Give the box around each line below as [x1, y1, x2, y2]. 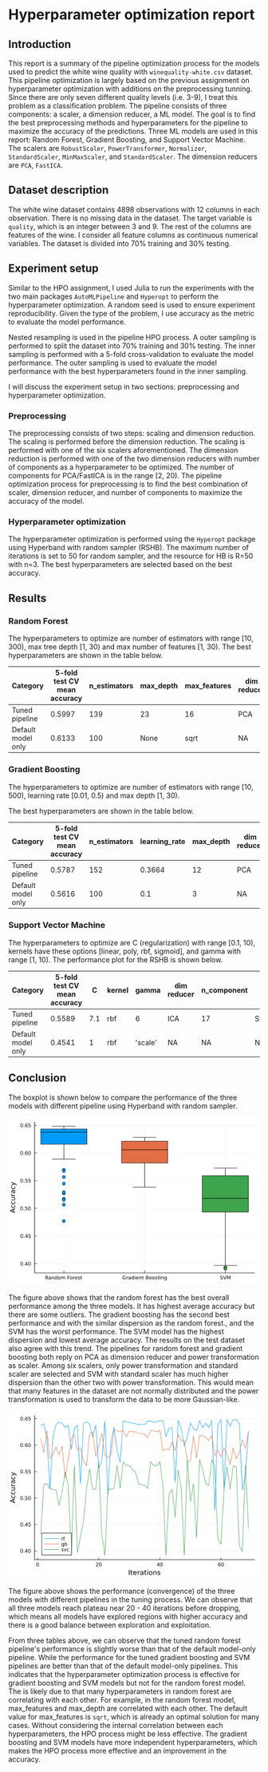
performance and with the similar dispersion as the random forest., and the [8, 1318, 254, 1327]
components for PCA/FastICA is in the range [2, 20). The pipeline [8, 470, 223, 480]
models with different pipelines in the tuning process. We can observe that [8, 1595, 253, 1604]
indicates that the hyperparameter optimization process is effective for [8, 1669, 241, 1679]
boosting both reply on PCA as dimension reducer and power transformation [8, 1352, 259, 1362]
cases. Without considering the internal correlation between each [8, 1720, 223, 1730]
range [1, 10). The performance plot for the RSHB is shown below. [8, 954, 223, 964]
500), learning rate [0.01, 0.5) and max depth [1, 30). [8, 791, 180, 800]
